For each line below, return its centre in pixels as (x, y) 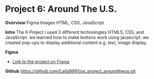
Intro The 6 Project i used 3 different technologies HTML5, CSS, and (75, 32)
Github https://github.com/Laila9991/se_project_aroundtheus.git (70, 71)
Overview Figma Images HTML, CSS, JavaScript (55, 23)
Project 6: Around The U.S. (61, 9)
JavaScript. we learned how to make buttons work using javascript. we (77, 37)
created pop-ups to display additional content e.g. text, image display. (76, 42)
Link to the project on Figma (41, 61)
